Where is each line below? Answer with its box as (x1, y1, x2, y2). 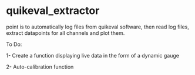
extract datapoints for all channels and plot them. (6, 29, 125, 36)
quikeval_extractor (6, 4, 100, 17)
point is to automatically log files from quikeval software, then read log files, (6, 23, 189, 30)
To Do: (6, 41, 22, 48)
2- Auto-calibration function (6, 63, 74, 70)
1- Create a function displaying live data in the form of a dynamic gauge (6, 52, 179, 59)
